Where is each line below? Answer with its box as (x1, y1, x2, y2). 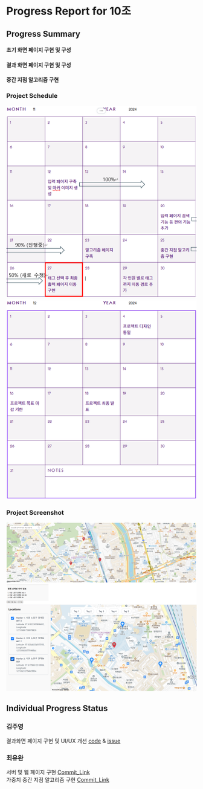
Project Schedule (6, 92, 58, 100)
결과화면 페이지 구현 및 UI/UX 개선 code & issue (6, 737, 121, 745)
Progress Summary (6, 28, 80, 39)
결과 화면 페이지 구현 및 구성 (6, 61, 71, 68)
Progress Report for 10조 (6, 4, 131, 18)
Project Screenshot (6, 508, 65, 517)
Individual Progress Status (6, 703, 108, 713)
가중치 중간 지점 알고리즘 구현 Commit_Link (6, 776, 110, 784)
